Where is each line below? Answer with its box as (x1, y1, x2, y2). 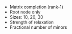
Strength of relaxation (9, 19, 54, 25)
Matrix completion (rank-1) (9, 4, 64, 10)
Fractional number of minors (9, 24, 67, 30)
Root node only (9, 9, 41, 15)
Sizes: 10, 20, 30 (9, 14, 43, 20)
